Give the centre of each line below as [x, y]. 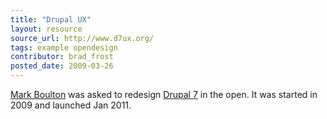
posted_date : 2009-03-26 [62, 66]
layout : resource [46, 29]
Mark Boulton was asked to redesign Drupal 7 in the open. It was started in [164, 94]
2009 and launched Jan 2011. [71, 105]
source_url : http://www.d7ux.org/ [82, 38]
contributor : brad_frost [62, 57]
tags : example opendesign [64, 47]
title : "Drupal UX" [51, 19]
